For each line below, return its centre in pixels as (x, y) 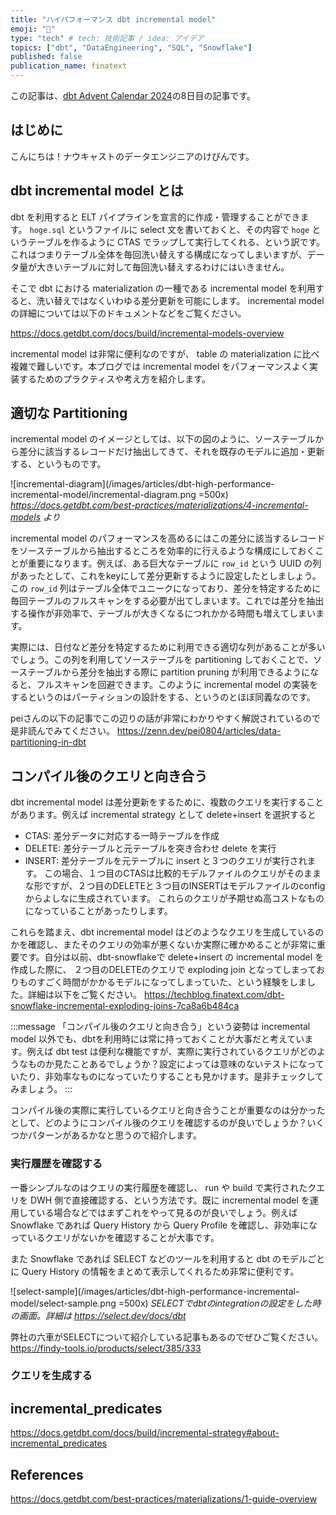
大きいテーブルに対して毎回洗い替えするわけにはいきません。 (163, 267)
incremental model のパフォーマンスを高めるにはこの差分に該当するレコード (168, 538)
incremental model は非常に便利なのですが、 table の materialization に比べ (165, 353)
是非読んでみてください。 (62, 731)
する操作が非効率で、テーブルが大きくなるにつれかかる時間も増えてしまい (163, 613)
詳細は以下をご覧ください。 (84, 995)
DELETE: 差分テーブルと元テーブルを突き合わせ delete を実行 (150, 848)
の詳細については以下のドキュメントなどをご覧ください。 (128, 313)
